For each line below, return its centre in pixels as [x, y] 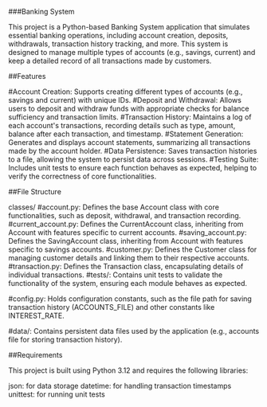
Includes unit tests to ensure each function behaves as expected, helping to [133, 168]
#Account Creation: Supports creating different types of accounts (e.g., [126, 92]
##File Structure [35, 192]
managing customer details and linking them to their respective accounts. [129, 258]
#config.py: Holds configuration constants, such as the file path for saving [130, 299]
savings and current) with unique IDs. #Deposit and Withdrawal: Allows [125, 100]
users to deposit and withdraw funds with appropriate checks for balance [129, 108]
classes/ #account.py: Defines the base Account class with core [114, 207]
